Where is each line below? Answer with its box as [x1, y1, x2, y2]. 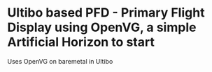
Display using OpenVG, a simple [7, 19, 197, 35]
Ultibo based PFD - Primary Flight [7, 5, 205, 21]
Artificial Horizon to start [7, 35, 155, 50]
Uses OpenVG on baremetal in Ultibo [7, 57, 113, 65]
